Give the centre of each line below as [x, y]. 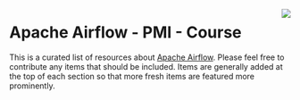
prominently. [32, 86]
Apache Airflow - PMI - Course [126, 33]
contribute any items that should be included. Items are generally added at [146, 66]
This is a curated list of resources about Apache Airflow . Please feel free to [147, 57]
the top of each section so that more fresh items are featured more [132, 76]
